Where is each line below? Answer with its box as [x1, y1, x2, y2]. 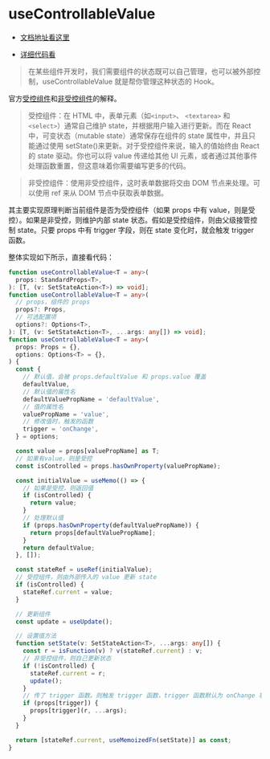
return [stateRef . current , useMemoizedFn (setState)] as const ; [15, 736, 231, 744]
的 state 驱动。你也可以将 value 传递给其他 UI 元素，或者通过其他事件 [27, 150, 258, 161]
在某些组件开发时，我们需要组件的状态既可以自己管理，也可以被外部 [27, 66, 254, 76]
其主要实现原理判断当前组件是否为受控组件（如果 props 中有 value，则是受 [8, 205, 256, 214]
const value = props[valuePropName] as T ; [15, 447, 160, 455]
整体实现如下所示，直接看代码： [8, 252, 114, 262]
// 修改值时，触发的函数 [22, 418, 94, 426]
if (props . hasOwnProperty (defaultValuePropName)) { [22, 521, 199, 529]
